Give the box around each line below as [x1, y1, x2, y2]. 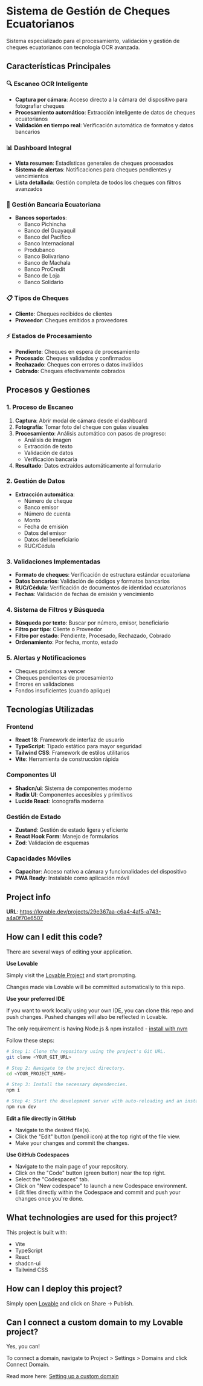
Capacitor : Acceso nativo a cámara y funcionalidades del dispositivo [14, 868, 187, 875]
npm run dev [6, 1104, 36, 1110]
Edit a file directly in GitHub [6, 1115, 77, 1122]
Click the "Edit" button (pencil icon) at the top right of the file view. [14, 1133, 181, 1140]
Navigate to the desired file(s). [14, 1126, 91, 1133]
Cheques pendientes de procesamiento [14, 674, 114, 681]
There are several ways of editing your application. [6, 948, 133, 955]
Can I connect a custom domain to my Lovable [6, 1317, 183, 1327]
